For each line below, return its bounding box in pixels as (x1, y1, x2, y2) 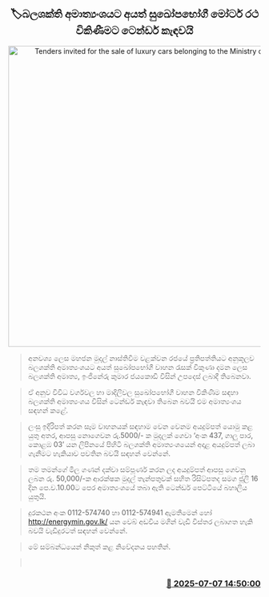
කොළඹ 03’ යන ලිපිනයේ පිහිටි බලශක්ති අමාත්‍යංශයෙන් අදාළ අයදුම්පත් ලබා (27, 439, 255, 449)
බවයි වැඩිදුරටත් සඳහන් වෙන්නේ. (27, 526, 128, 535)
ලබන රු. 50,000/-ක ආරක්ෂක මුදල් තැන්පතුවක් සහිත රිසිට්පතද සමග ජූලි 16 (27, 473, 259, 483)
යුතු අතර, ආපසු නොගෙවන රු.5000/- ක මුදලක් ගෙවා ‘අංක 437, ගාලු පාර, (27, 430, 254, 440)
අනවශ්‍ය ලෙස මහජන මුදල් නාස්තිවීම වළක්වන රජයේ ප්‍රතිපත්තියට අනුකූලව (27, 353, 255, 363)
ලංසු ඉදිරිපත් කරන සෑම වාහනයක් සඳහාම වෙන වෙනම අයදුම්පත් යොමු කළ (27, 421, 254, 431)
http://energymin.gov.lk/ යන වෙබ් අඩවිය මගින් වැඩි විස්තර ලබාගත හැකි (27, 517, 254, 526)
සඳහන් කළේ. (27, 405, 68, 415)
